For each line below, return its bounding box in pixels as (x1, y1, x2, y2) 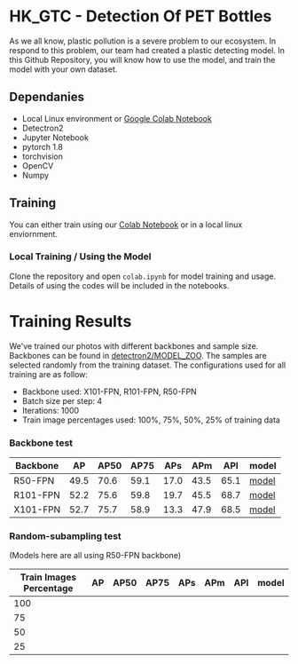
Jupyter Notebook (21, 131, 89, 143)
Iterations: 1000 (21, 405, 80, 415)
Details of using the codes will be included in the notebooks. (9, 280, 230, 290)
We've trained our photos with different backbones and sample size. (9, 340, 259, 352)
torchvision (21, 151, 64, 162)
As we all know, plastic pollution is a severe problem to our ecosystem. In (9, 36, 277, 46)
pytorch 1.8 (21, 141, 64, 152)
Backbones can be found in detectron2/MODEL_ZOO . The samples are (9, 350, 268, 360)
